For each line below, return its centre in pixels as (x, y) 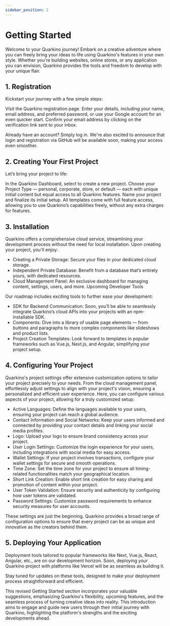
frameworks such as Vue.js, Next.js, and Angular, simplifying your (81, 344)
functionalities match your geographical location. (79, 474)
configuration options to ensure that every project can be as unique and (80, 521)
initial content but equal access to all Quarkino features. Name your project (83, 195)
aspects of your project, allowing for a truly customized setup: (70, 399)
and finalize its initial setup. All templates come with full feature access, (80, 200)
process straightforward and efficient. (45, 581)
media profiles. (28, 430)
